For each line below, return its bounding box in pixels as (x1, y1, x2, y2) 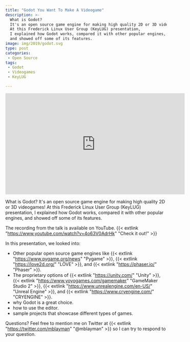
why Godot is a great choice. (12, 299, 74, 306)
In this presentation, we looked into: (5, 240, 81, 246)
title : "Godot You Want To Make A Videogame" (5, 7, 104, 13)
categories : (5, 50, 31, 55)
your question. (5, 331, 36, 337)
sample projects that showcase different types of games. (12, 310, 133, 316)
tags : (5, 60, 17, 65)
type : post (5, 46, 29, 51)
